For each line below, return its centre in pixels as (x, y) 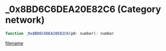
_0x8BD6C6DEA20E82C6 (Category (83, 9)
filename (14, 43)
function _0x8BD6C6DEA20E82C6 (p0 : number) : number (60, 33)
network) (25, 20)
